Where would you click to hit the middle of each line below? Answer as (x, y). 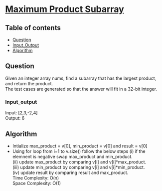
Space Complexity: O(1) (37, 183)
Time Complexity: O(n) (36, 178)
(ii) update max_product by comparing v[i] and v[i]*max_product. (79, 162)
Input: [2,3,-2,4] (21, 113)
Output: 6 (15, 118)
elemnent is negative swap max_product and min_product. (73, 156)
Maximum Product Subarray (65, 9)
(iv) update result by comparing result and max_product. (70, 172)
